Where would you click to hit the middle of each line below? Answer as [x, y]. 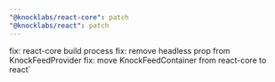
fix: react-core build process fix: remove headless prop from [120, 50]
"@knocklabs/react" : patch [59, 26]
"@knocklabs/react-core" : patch [69, 17]
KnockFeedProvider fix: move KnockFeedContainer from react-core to [138, 60]
